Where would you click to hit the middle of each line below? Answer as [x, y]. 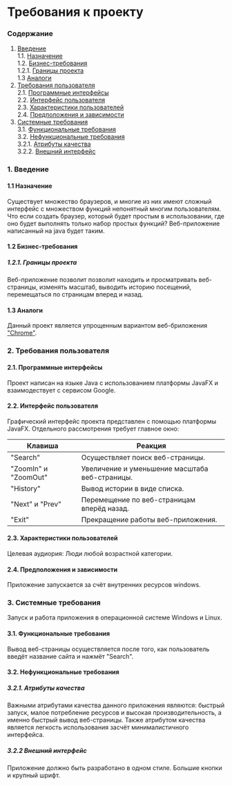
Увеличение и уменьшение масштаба [145, 469]
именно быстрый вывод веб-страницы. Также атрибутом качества [106, 720]
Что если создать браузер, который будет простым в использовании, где [116, 216]
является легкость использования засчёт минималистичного [98, 727]
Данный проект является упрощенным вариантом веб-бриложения [107, 326]
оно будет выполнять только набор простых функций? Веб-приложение [114, 223]
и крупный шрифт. [34, 776]
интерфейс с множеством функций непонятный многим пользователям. [114, 209]
